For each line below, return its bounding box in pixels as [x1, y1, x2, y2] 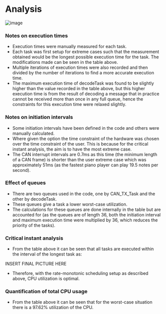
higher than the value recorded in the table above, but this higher [12, 86, 145, 92]
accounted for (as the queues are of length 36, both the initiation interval [12, 211, 161, 217]
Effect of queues [5, 179, 46, 186]
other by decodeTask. [12, 196, 57, 202]
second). [12, 167, 31, 173]
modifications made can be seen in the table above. [12, 59, 118, 65]
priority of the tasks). [12, 222, 55, 228]
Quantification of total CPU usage [5, 288, 88, 295]
